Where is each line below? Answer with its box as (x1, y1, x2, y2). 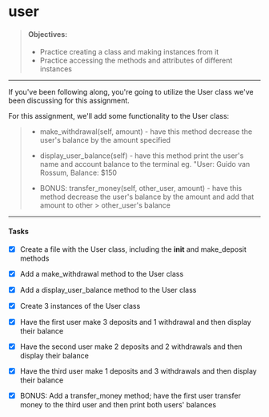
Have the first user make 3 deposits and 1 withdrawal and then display (19, 317, 251, 326)
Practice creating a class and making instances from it (39, 47, 219, 57)
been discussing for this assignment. (8, 95, 130, 106)
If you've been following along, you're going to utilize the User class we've (8, 87, 254, 97)
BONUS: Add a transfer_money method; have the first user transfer (19, 391, 242, 401)
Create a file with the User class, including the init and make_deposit (19, 244, 247, 254)
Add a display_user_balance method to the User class (19, 285, 197, 294)
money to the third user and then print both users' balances (19, 400, 217, 410)
